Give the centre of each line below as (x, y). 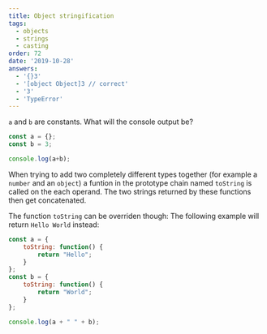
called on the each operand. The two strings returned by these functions (130, 191)
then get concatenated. (47, 200)
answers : (23, 69)
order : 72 (25, 54)
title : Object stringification (61, 16)
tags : (17, 24)
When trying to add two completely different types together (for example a (133, 174)
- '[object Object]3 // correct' (72, 83)
